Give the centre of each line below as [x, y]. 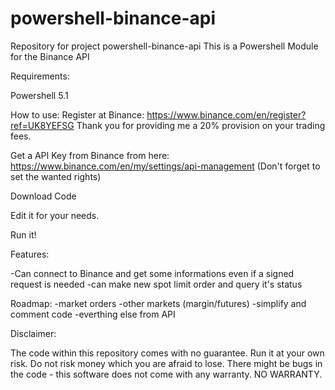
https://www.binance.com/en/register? [226, 114]
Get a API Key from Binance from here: [90, 155]
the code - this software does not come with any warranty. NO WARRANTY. [166, 374]
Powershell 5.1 [39, 95]
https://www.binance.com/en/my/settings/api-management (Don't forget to [165, 166]
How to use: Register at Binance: [77, 114]
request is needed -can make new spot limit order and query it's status [156, 284]
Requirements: [40, 76]
